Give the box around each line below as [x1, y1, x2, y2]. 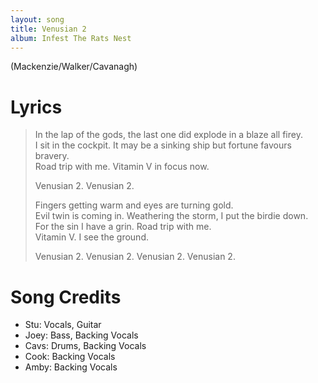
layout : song [10, 14, 65, 25]
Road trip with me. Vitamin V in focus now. [34, 161, 210, 173]
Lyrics [10, 96, 63, 118]
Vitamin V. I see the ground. [34, 231, 149, 243]
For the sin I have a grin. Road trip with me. [34, 221, 212, 233]
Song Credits [10, 286, 122, 308]
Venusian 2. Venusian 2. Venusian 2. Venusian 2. [34, 251, 236, 263]
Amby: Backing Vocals [24, 361, 118, 373]
